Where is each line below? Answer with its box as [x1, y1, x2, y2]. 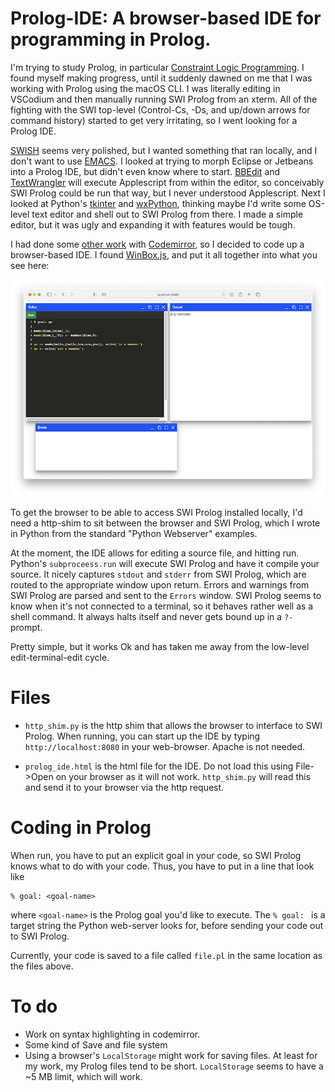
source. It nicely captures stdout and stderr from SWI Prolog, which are [10, 568, 307, 581]
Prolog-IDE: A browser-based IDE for [10, 7, 322, 30]
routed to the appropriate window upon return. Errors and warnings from [10, 579, 310, 591]
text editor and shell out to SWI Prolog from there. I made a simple [31, 208, 304, 220]
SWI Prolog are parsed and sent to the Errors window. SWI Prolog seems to [10, 590, 322, 602]
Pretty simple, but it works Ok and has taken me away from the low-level [10, 641, 310, 653]
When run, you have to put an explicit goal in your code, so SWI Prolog [10, 849, 302, 861]
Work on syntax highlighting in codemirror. [24, 1028, 201, 1040]
